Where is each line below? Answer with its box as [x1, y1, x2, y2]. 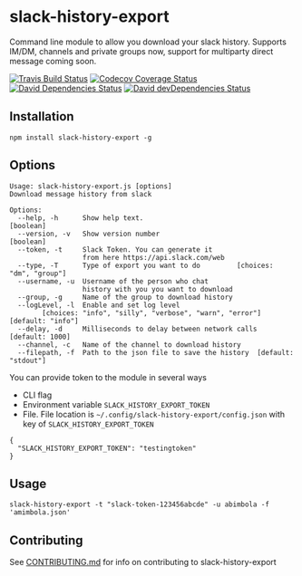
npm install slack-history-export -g [9, 133, 152, 142]
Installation [9, 109, 74, 124]
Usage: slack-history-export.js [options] [9, 181, 172, 191]
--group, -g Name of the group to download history [17, 293, 233, 302]
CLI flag [22, 389, 53, 400]
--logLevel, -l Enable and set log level [17, 301, 180, 310]
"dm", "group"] [9, 269, 67, 278]
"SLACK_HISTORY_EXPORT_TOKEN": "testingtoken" [17, 444, 197, 453]
